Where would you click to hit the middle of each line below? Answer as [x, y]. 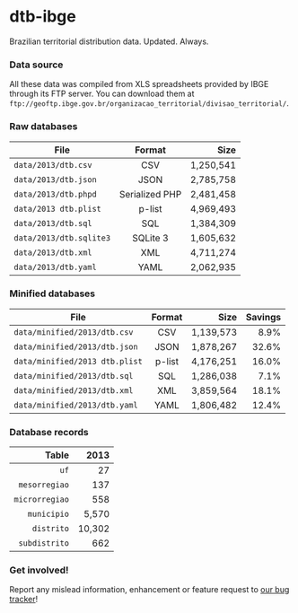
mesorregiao [44, 485]
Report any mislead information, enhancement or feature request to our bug [149, 590]
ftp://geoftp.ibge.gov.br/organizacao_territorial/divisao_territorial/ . [149, 103]
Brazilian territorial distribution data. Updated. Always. [109, 41]
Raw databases [44, 127]
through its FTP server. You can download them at [102, 94]
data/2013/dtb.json [55, 180]
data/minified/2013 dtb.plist [79, 361]
